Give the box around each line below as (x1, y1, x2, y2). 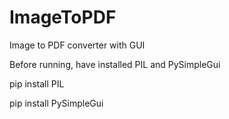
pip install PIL (9, 77, 65, 90)
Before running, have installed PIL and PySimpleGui (9, 58, 221, 70)
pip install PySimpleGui (9, 97, 104, 109)
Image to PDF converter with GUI (9, 39, 146, 51)
